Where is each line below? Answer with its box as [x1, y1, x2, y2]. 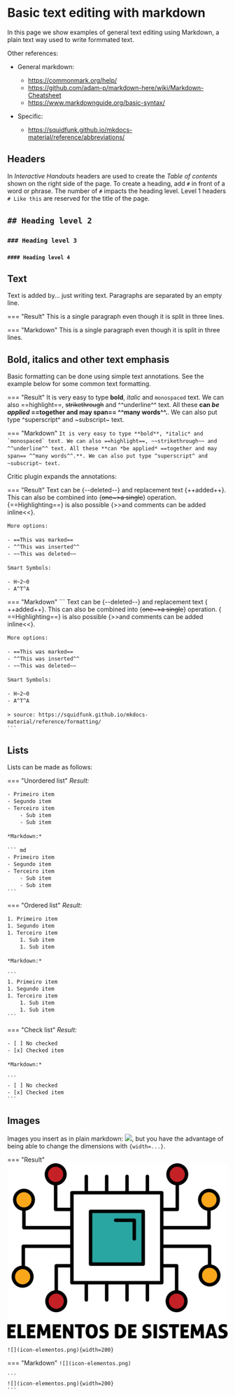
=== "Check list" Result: [7, 1026, 77, 1034]
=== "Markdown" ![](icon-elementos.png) [7, 1358, 131, 1367]
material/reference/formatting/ [7, 718, 101, 725]
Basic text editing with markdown [7, 5, 206, 21]
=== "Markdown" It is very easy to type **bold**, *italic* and [7, 429, 204, 438]
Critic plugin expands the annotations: [7, 472, 117, 480]
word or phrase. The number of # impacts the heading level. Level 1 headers [7, 187, 226, 195]
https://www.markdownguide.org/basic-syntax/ [27, 98, 166, 106]
